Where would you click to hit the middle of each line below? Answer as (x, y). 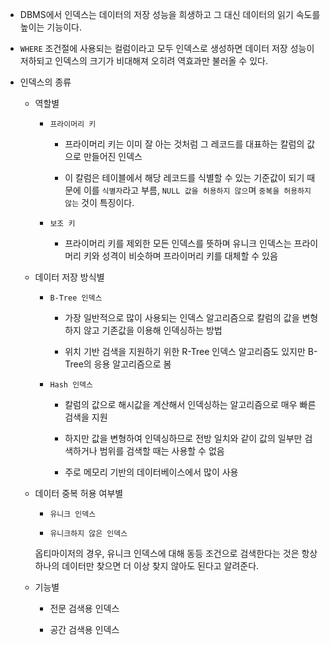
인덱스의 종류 (45, 82)
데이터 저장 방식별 (69, 277)
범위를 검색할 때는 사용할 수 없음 (162, 451)
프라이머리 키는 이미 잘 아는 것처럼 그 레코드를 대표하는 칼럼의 (184, 144)
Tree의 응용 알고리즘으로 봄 (118, 364)
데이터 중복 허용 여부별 (79, 493)
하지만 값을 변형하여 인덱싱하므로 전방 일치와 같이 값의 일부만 (183, 438)
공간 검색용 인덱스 (84, 629)
